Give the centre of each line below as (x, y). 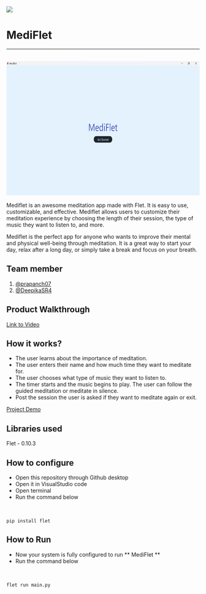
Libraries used (34, 429)
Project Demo (24, 409)
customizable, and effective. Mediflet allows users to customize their (93, 212)
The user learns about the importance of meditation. (81, 358)
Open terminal (33, 491)
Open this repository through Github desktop (72, 477)
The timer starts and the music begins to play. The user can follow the (103, 384)
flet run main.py (29, 585)
